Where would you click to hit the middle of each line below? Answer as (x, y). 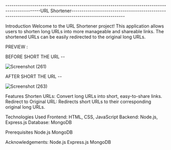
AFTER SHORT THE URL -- (34, 76)
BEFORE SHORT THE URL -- (35, 57)
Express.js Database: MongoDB (39, 122)
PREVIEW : (17, 47)
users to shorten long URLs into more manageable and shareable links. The (85, 31)
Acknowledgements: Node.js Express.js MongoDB (58, 142)
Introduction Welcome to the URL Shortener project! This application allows (85, 26)
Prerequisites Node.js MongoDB (39, 132)
